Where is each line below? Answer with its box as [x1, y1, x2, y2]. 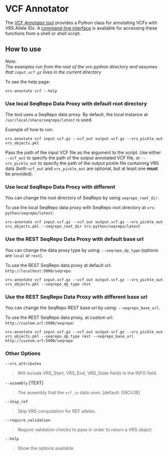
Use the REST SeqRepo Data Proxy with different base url [5, 293, 147, 300]
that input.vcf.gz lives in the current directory [5, 69, 102, 75]
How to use [5, 45, 41, 53]
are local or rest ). [5, 252, 44, 258]
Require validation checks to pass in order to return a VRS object [17, 427, 152, 433]
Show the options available [17, 445, 74, 451]
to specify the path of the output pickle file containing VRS [38, 160, 159, 166]
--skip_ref [5, 399, 28, 405]
